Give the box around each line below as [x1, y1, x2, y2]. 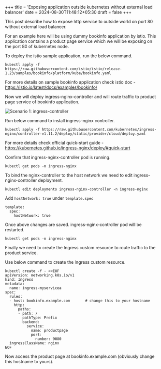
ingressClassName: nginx [9, 341, 59, 346]
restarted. [5, 227, 25, 232]
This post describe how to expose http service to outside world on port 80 [5, 19, 153, 24]
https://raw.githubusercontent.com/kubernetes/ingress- [42, 127, 157, 132]
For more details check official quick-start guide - [5, 140, 104, 145]
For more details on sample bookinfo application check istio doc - [5, 80, 136, 85]
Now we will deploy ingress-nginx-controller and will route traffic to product [5, 94, 156, 99]
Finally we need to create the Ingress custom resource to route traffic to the [5, 245, 156, 250]
